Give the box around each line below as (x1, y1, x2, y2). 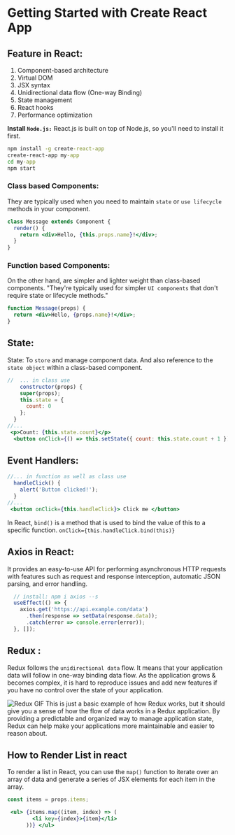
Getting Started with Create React (7, 5, 208, 21)
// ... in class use (7, 376, 71, 384)
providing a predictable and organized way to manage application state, (7, 714, 214, 722)
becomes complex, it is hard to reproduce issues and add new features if (7, 678, 218, 687)
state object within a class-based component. (7, 363, 143, 371)
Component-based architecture (17, 66, 108, 74)
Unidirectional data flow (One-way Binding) (17, 89, 143, 97)
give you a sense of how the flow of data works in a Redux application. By (7, 706, 220, 715)
